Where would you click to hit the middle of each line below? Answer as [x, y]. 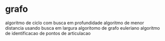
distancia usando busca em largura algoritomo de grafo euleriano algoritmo [83, 28]
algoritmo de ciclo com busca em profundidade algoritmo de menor [75, 23]
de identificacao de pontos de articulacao [48, 33]
